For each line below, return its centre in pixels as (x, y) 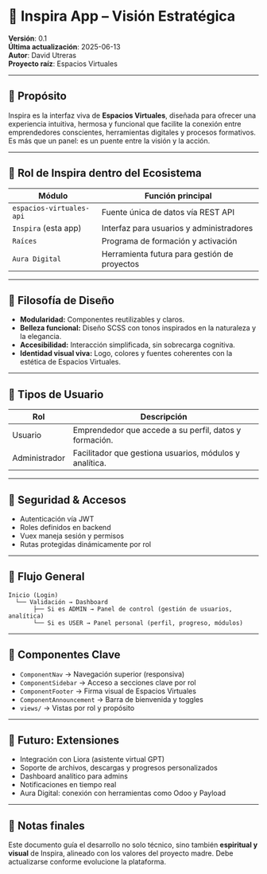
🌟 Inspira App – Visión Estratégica (122, 16)
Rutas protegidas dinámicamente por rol (85, 544)
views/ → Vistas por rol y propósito (77, 708)
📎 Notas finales (46, 826)
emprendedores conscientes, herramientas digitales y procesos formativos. (132, 132)
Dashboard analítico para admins (74, 776)
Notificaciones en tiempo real (68, 785)
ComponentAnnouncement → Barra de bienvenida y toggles (112, 699)
